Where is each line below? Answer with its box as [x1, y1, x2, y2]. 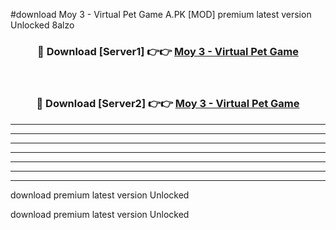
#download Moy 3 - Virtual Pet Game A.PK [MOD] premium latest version [10, 9, 312, 20]
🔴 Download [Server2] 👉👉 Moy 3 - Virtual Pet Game [36, 97, 300, 111]
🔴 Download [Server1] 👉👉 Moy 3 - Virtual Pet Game [37, 44, 299, 58]
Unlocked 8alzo [10, 19, 75, 31]
